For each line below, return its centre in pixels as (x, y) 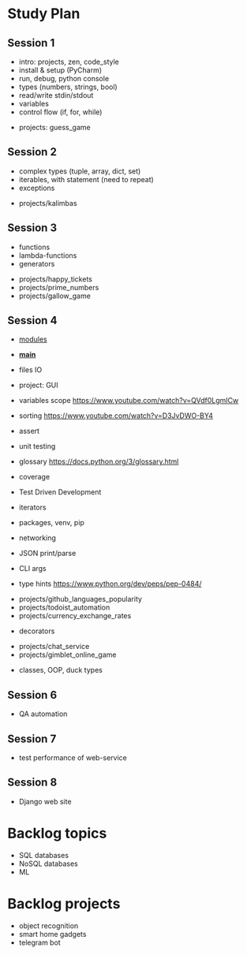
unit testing (37, 446)
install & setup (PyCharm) (60, 70)
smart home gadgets (52, 934)
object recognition (49, 925)
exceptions (37, 188)
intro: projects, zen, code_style (69, 62)
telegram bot (39, 942)
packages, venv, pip (51, 523)
